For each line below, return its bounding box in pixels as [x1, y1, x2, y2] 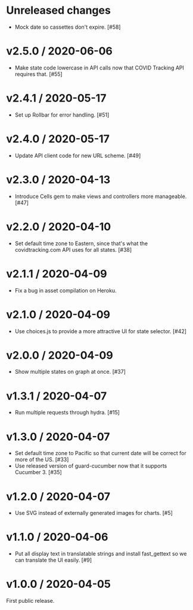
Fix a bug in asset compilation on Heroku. [14, 286, 117, 294]
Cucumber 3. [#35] [14, 469, 63, 476]
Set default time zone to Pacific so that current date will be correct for [14, 450, 186, 457]
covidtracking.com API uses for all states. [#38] [14, 246, 132, 253]
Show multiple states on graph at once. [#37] [14, 368, 126, 376]
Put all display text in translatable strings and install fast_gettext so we [14, 550, 187, 557]
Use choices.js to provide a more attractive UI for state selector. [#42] [14, 327, 186, 335]
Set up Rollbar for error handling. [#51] [14, 111, 110, 118]
